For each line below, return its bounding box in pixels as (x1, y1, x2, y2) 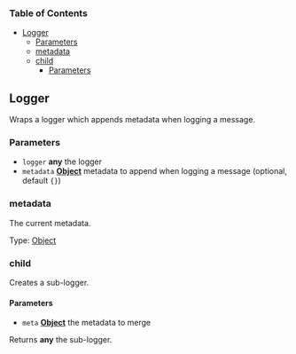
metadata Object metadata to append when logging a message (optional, (21, 166, 288, 177)
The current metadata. (9, 217, 91, 228)
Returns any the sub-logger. (9, 334, 113, 345)
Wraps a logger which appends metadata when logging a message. (9, 114, 255, 125)
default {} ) (21, 176, 62, 186)
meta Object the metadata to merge (21, 318, 152, 328)
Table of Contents (9, 7, 89, 20)
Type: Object (9, 234, 57, 246)
